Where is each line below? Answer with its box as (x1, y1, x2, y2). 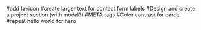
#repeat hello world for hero (6, 18, 77, 24)
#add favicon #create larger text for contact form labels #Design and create (6, 5, 196, 12)
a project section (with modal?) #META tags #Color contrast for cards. (6, 11, 182, 18)
